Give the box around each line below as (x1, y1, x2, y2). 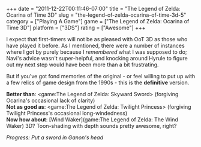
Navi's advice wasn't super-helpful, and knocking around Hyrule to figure (6, 55, 188, 62)
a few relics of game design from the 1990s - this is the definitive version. (6, 79, 190, 86)
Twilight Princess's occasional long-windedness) (6, 110, 128, 117)
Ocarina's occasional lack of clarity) (6, 97, 95, 104)
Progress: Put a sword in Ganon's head (6, 134, 104, 141)
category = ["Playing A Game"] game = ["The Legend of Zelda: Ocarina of (6, 18, 190, 24)
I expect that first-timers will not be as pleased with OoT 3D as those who (6, 36, 188, 42)
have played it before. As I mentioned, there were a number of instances (6, 42, 185, 49)
